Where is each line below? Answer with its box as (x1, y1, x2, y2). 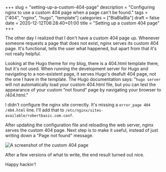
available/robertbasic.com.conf (5, 113, 72, 118)
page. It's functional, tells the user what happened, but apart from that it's (5, 46, 157, 51)
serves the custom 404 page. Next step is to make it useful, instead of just (5, 127, 159, 133)
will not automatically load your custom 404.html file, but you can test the (5, 82, 156, 87)
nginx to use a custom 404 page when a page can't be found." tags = (5, 9, 148, 15)
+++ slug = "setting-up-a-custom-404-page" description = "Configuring (5, 4, 155, 10)
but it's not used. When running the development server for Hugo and (5, 66, 149, 72)
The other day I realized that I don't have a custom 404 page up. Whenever (5, 35, 160, 41)
